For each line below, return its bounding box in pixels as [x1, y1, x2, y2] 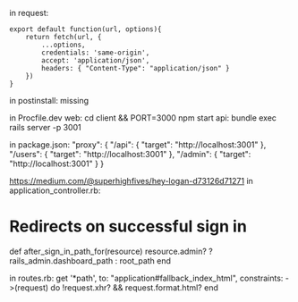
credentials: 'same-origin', [41, 48, 150, 57]
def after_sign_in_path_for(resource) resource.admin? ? [9, 246, 213, 256]
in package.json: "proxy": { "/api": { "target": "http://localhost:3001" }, [9, 139, 267, 150]
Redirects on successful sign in [9, 216, 248, 237]
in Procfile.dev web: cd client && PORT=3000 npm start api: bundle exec [9, 113, 277, 123]
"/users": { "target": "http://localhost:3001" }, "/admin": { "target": [9, 149, 251, 159]
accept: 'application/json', [41, 56, 150, 65]
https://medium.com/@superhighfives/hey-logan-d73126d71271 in [9, 176, 253, 186]
